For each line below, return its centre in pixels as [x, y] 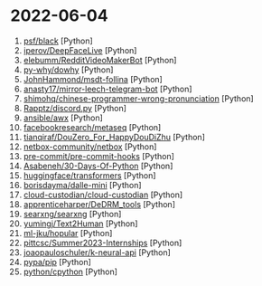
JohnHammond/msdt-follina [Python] [93, 79]
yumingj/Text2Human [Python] [80, 224]
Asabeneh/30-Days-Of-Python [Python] [98, 166]
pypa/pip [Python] [57, 262]
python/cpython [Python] [70, 272]
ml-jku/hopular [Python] [68, 233]
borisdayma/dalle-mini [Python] [83, 185]
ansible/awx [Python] [63, 118]
